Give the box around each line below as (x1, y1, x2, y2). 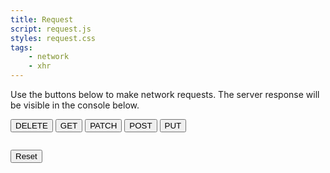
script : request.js (10, 24, 92, 34)
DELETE (15, 121, 48, 131)
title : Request (10, 14, 74, 25)
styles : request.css (10, 33, 97, 43)
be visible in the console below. (10, 99, 140, 111)
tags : (10, 42, 33, 53)
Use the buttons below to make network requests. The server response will (10, 89, 320, 100)
